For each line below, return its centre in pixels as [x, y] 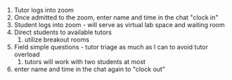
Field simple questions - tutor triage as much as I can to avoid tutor [111, 47]
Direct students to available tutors [63, 32]
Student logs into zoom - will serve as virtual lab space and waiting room [119, 25]
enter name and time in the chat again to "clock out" [89, 69]
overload [27, 54]
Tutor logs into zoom [44, 10]
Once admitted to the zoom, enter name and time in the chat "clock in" [116, 17]
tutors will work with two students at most [85, 62]
